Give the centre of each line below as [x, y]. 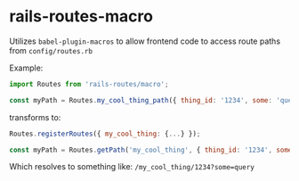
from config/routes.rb [51, 50]
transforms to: [35, 117]
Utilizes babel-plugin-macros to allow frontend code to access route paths [145, 41]
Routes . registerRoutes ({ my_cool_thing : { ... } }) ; [105, 134]
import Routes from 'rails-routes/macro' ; [89, 84]
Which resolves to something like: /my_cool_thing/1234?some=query [132, 167]
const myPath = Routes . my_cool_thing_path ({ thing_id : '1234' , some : [141, 100]
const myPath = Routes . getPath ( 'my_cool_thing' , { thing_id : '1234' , [141, 150]
